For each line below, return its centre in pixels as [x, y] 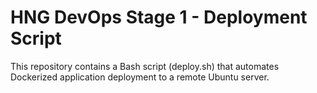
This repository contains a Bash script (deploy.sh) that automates [145, 66]
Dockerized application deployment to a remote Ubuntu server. [140, 77]
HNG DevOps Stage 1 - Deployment [159, 17]
